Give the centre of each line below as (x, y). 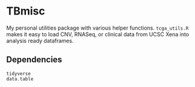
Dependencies (34, 60)
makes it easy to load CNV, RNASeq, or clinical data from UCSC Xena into (98, 34)
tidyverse (19, 74)
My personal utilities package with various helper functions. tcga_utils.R (97, 28)
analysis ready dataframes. (40, 40)
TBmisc (26, 11)
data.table (20, 79)
